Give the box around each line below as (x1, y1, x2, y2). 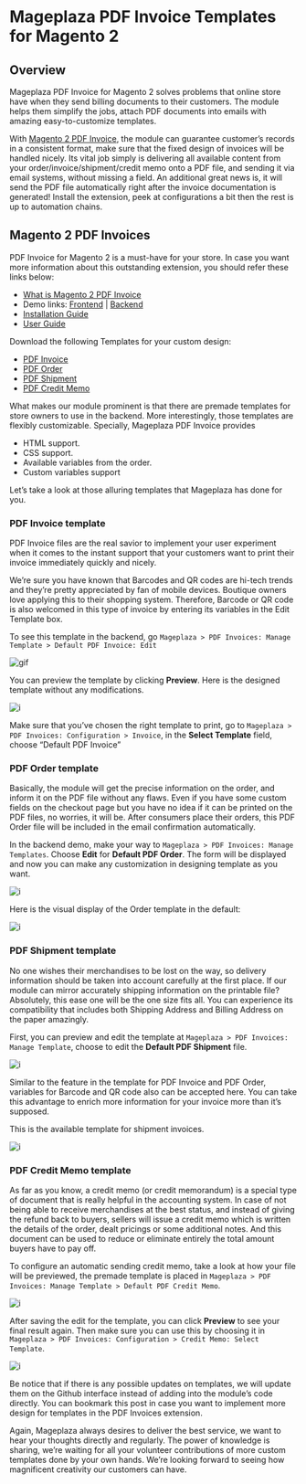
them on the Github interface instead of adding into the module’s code (9, 1388, 273, 1399)
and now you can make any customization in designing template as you (9, 859, 279, 870)
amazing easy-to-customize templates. (9, 116, 157, 126)
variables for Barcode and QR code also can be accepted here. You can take (9, 1086, 298, 1097)
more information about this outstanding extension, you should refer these (9, 261, 290, 272)
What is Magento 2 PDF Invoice (22, 289, 142, 300)
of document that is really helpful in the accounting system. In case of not (9, 1194, 287, 1205)
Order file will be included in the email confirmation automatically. (9, 821, 256, 832)
